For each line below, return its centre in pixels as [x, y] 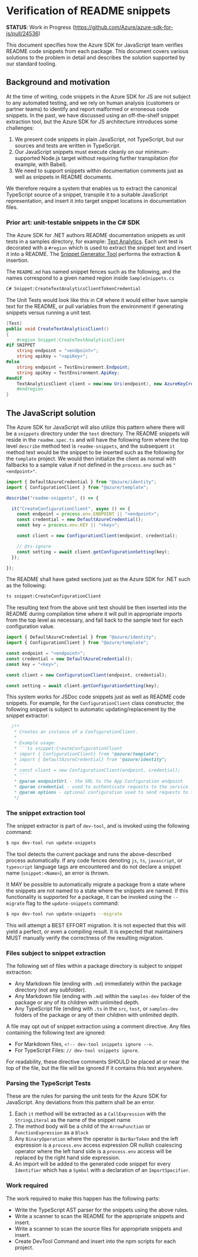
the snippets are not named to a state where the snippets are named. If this [97, 890]
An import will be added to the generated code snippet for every [93, 1164]
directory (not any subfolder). [50, 990]
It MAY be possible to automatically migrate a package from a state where [96, 884]
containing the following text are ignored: [56, 1033]
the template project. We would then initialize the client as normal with [91, 458]
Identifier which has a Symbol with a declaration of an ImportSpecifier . [102, 1170]
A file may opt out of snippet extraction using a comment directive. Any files [98, 1026]
